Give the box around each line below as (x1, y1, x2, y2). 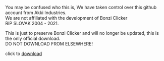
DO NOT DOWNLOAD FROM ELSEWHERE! (5, 41, 93, 47)
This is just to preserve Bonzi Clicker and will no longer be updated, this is (5, 30, 159, 36)
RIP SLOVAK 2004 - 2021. (5, 20, 59, 26)
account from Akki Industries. (5, 10, 67, 16)
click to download (5, 50, 42, 56)
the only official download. (5, 35, 61, 41)
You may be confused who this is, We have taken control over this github (5, 5, 157, 10)
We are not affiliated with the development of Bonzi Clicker (5, 15, 128, 21)
